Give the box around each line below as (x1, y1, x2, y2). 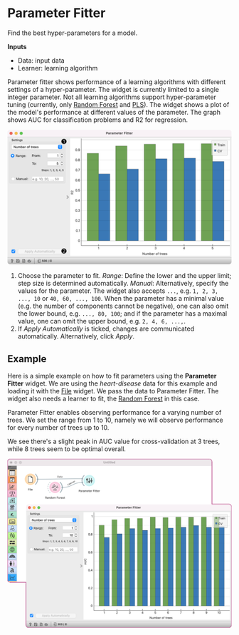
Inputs (7, 42, 27, 51)
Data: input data (17, 56, 65, 65)
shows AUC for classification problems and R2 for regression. (7, 115, 188, 124)
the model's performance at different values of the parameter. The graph (7, 108, 221, 116)
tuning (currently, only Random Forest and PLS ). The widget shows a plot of (7, 100, 230, 108)
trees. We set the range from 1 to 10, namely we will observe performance (7, 415, 223, 424)
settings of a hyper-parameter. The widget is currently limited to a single (7, 85, 219, 93)
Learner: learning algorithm (17, 63, 98, 72)
